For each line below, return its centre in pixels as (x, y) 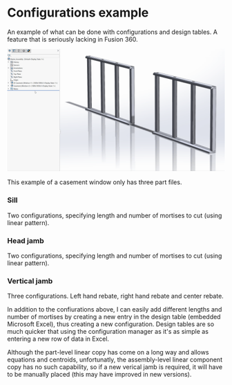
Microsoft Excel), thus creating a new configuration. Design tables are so (111, 324)
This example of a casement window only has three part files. (95, 182)
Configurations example (78, 13)
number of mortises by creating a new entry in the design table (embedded (114, 317)
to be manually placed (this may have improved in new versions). (99, 375)
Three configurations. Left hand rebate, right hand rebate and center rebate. (116, 296)
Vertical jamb (30, 280)
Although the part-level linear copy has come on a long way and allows (108, 352)
